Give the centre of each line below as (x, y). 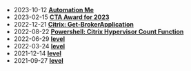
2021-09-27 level (38, 60)
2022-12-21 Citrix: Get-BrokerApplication (74, 24)
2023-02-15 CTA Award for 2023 (61, 17)
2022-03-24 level (39, 46)
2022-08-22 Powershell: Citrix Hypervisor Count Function (99, 31)
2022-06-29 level (39, 39)
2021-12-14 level (38, 53)
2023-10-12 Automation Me (54, 10)
